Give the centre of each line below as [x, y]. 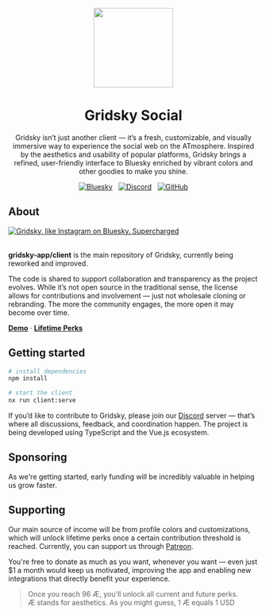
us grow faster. [33, 485]
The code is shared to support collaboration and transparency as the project [133, 278]
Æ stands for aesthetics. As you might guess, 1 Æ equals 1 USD [131, 602]
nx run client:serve [42, 401]
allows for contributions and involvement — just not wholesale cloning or [127, 295]
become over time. [39, 312]
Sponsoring [38, 457]
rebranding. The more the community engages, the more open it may [121, 304]
